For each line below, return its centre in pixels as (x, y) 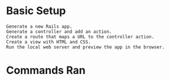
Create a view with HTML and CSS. (49, 42)
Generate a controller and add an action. (59, 31)
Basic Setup (36, 11)
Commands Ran (46, 70)
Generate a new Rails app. (39, 26)
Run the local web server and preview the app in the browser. (86, 47)
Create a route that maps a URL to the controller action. (80, 36)
